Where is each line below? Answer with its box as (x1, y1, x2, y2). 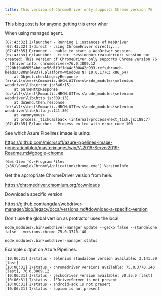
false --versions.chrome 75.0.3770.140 (5, 229, 87, 234)
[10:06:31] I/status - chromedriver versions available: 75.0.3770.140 (5, 265, 155, 269)
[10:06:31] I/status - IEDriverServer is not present (5, 277, 118, 282)
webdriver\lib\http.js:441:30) (5, 108, 69, 113)
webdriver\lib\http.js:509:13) (5, 95, 69, 101)
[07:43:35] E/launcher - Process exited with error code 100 (5, 121, 133, 126)
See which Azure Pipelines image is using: (5, 130, 91, 135)
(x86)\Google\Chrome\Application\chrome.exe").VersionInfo (5, 163, 129, 168)
